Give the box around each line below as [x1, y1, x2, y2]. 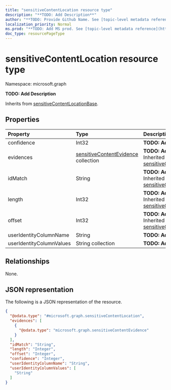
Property [8, 131, 30, 138]
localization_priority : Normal [5, 21, 72, 27]
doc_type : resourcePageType [5, 31, 65, 36]
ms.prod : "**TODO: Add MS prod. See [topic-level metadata [5, 27, 133, 32]
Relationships [5, 257, 50, 266]
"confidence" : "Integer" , [10, 356, 65, 361]
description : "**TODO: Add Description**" [5, 12, 97, 17]
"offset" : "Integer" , [10, 351, 56, 357]
